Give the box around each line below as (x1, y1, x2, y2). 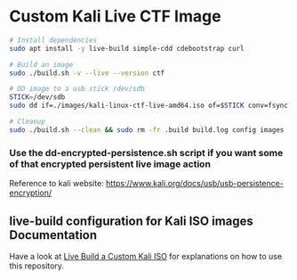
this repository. (9, 260, 65, 271)
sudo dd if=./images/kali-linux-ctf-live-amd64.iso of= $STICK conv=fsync (9, 101, 289, 111)
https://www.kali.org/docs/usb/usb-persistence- (105, 178, 285, 189)
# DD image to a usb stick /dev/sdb (9, 85, 145, 94)
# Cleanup (9, 118, 46, 127)
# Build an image (9, 60, 74, 69)
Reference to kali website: (9, 178, 104, 189)
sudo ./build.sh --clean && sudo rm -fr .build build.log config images (9, 125, 285, 135)
